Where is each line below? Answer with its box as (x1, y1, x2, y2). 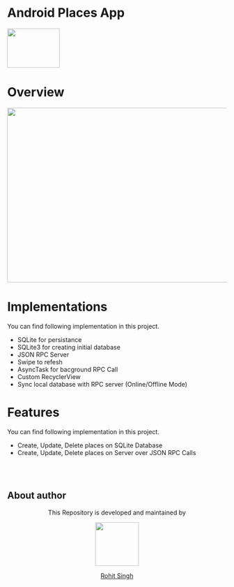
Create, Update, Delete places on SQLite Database (17, 441, 163, 449)
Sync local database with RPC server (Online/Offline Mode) (17, 380, 188, 388)
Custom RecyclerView (17, 372, 81, 381)
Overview (7, 84, 65, 101)
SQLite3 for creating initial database (17, 343, 120, 351)
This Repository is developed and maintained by (47, 508, 187, 517)
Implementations (7, 299, 108, 315)
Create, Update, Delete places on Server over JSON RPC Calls (17, 448, 196, 456)
